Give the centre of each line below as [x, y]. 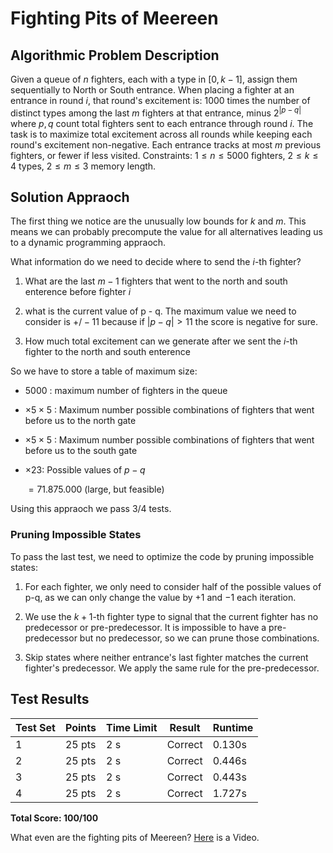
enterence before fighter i [78, 292]
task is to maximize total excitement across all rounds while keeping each [161, 134]
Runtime [233, 727]
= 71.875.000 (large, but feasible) [96, 489]
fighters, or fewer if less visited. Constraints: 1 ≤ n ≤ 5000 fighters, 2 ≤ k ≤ [164, 155]
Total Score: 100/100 [54, 818]
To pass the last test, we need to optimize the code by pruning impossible [162, 556]
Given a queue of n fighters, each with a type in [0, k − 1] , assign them [154, 79]
